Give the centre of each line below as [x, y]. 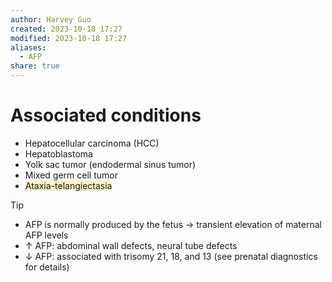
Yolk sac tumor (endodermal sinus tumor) [110, 164]
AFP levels [46, 235]
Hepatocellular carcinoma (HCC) [92, 143]
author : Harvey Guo [51, 19]
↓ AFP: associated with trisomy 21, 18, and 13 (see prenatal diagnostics [171, 256]
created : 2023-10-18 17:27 [66, 29]
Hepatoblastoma [58, 153]
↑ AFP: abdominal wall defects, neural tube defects [131, 245]
